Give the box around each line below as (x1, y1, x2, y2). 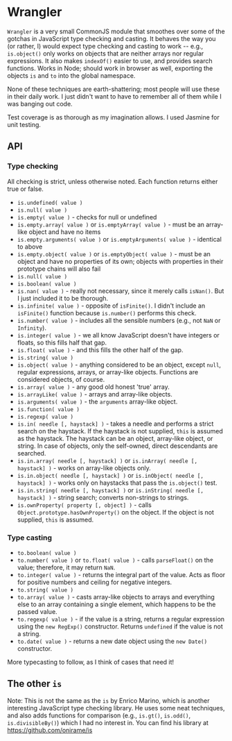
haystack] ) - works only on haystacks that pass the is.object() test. (17, 478, 217, 487)
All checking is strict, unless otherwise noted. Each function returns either (7, 177, 218, 185)
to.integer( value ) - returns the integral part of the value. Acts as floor (17, 570, 226, 578)
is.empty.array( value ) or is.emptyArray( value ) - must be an (17, 220, 205, 228)
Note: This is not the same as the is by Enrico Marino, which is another (7, 696, 210, 705)
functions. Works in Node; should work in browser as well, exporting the (7, 64, 213, 72)
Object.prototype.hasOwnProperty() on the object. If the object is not (17, 508, 215, 516)
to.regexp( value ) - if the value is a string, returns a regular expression (17, 615, 225, 623)
